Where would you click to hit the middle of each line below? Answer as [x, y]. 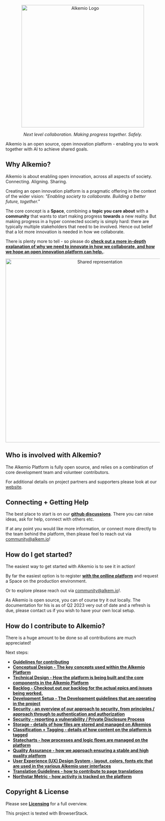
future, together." [23, 201]
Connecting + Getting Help [47, 502]
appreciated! [18, 643]
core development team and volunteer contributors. [58, 472]
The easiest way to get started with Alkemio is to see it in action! [71, 567]
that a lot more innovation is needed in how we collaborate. [65, 232]
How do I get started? [39, 555]
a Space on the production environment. [46, 581]
